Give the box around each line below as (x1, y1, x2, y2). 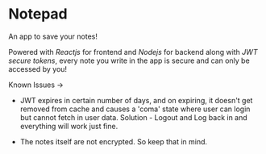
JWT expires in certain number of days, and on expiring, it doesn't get (19, 95, 253, 105)
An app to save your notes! (8, 31, 98, 41)
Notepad (8, 5, 69, 23)
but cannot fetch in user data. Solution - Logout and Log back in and (19, 112, 247, 122)
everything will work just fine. (19, 121, 118, 131)
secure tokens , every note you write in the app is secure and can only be (8, 56, 250, 65)
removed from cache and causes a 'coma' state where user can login (19, 104, 251, 114)
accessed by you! (8, 64, 67, 73)
